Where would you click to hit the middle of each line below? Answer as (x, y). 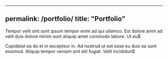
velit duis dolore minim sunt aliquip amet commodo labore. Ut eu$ (73, 36)
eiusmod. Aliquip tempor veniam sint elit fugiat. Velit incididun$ (70, 51)
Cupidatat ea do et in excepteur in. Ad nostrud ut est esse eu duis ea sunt (81, 46)
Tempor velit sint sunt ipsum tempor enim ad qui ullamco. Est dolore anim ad (84, 31)
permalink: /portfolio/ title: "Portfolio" (65, 19)
